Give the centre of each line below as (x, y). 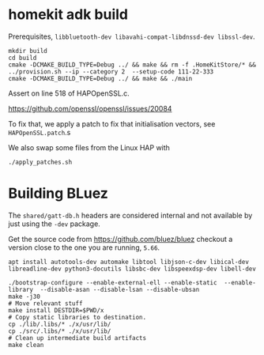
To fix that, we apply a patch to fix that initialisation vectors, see (112, 123)
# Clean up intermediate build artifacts (77, 338)
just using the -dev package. (54, 224)
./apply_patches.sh (40, 162)
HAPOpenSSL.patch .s (40, 132)
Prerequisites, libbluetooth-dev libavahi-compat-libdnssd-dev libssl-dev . (132, 36)
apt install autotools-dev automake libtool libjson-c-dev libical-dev (128, 262)
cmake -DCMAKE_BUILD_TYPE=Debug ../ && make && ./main (100, 78)
